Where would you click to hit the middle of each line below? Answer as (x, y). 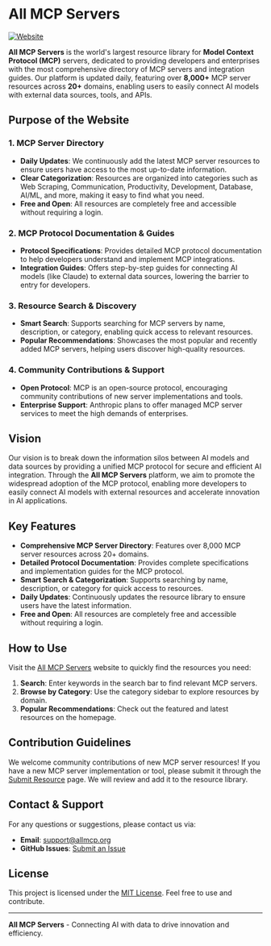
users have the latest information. (75, 606)
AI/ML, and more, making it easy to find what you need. (112, 195)
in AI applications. (38, 501)
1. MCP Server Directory (56, 144)
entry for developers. (55, 285)
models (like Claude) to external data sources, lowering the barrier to (134, 276)
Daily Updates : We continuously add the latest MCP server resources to (140, 160)
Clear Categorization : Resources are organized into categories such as (139, 177)
